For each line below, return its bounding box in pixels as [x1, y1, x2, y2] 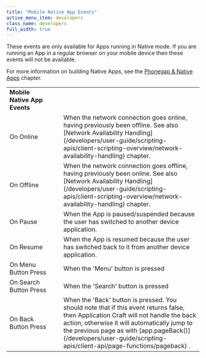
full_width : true [6, 26, 51, 32]
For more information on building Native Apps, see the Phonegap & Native [6, 68, 193, 75]
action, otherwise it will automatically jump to [63, 319, 193, 327]
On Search [9, 278, 40, 287]
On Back [9, 315, 34, 324]
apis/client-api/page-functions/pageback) [63, 341, 188, 350]
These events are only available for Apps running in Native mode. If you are [6, 43, 197, 50]
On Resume [9, 243, 43, 251]
